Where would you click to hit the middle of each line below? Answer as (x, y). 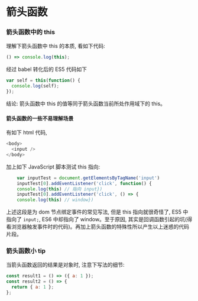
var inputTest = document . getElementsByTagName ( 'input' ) (88, 178)
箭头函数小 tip (26, 251)
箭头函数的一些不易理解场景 (40, 118)
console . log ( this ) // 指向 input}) (60, 189)
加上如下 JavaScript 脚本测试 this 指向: (53, 167)
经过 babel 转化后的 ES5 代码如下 (47, 69)
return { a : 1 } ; (33, 287)
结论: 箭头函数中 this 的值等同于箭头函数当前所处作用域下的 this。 (86, 103)
